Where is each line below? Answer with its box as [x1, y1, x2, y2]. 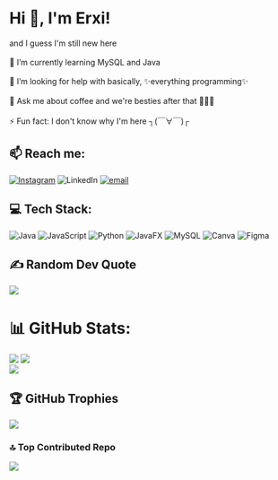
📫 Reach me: [9, 146, 86, 161]
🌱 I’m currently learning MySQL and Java [9, 57, 161, 67]
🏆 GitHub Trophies [9, 390, 119, 406]
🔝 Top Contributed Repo [9, 441, 117, 454]
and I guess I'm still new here [9, 38, 117, 48]
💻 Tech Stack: [9, 202, 92, 217]
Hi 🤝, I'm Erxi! [9, 8, 111, 29]
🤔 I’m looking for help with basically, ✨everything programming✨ [9, 75, 249, 86]
